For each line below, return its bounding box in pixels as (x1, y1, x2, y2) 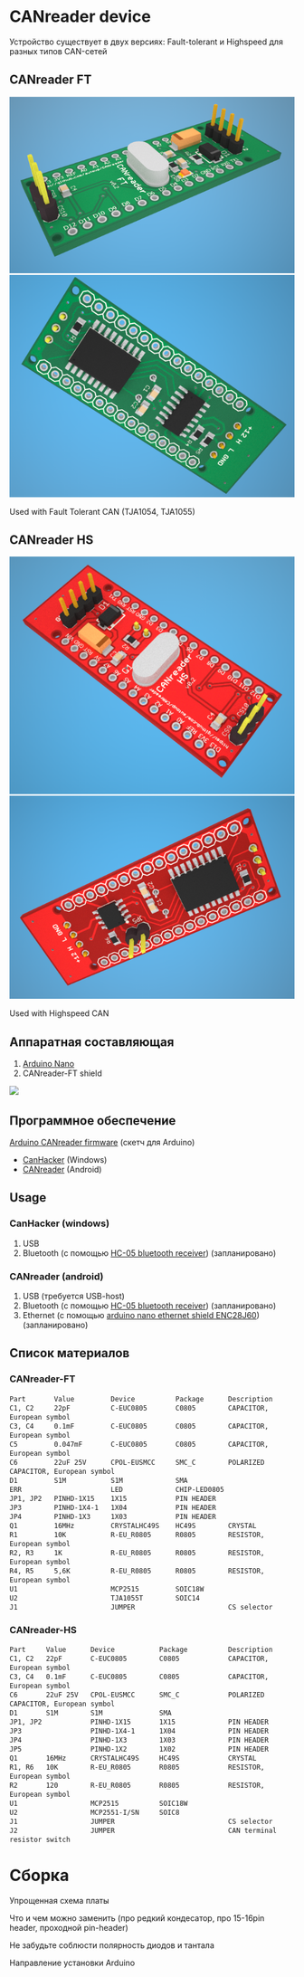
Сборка (9, 1866, 70, 1886)
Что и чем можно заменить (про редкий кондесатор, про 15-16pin (9, 1912, 265, 1924)
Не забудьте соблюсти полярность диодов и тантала (9, 1939, 215, 1951)
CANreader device (9, 6, 151, 27)
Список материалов (9, 1345, 130, 1361)
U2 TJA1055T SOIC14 (9, 1593, 201, 1602)
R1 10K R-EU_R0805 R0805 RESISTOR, (9, 1530, 265, 1539)
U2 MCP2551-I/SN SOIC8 (9, 1808, 180, 1817)
